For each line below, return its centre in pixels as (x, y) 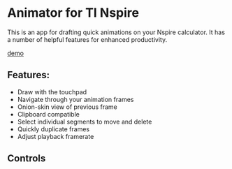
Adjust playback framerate (56, 136)
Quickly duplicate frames (53, 129)
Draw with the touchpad (52, 91)
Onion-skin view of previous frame (67, 107)
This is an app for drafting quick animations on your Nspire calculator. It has (116, 32)
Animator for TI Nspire (73, 13)
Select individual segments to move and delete (85, 122)
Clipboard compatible (49, 114)
